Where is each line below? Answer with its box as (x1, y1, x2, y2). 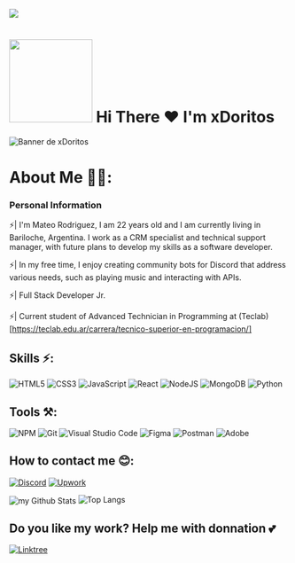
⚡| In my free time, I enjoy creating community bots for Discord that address (9, 260, 286, 270)
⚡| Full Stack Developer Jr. (9, 290, 106, 301)
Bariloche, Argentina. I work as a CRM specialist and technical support (9, 232, 266, 243)
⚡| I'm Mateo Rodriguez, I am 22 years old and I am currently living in (9, 220, 261, 231)
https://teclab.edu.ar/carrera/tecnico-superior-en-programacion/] (12, 324, 252, 334)
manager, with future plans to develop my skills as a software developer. (9, 242, 273, 253)
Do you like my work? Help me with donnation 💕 (9, 520, 276, 536)
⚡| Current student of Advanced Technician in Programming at (9, 311, 237, 322)
